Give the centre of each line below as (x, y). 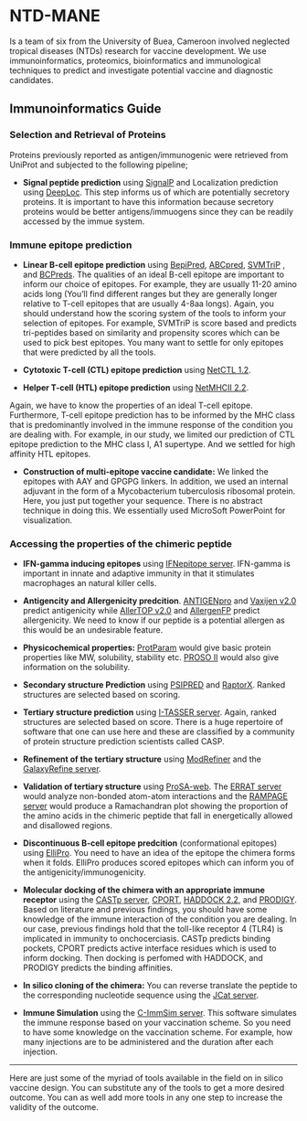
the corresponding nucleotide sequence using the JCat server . (140, 995)
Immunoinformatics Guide (85, 109)
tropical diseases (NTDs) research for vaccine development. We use (138, 50)
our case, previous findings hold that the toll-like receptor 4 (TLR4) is (153, 929)
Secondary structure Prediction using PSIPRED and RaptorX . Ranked (154, 685)
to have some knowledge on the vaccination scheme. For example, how (158, 1032)
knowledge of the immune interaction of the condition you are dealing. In (159, 919)
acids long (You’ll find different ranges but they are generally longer (150, 294)
